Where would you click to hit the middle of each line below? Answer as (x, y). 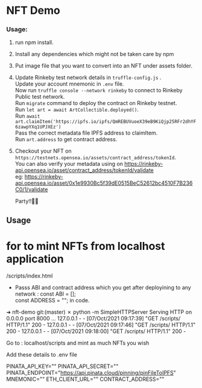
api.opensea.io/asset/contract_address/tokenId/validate (84, 170)
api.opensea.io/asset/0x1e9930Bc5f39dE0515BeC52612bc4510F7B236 (104, 183)
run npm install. (34, 42)
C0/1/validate (31, 189)
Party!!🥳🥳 (27, 201)
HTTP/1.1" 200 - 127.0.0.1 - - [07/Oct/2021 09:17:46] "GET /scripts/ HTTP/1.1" (101, 325)
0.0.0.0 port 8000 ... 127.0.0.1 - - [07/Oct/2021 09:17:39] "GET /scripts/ (93, 318)
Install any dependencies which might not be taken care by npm (94, 54)
